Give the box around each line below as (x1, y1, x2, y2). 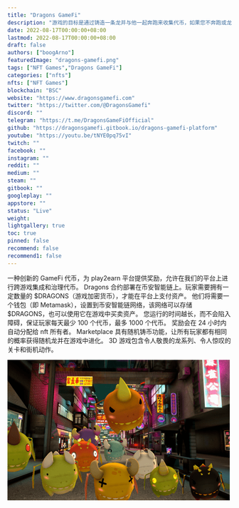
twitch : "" (7, 139, 40, 146)
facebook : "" (7, 147, 46, 154)
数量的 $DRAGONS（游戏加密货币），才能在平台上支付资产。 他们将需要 (13, 291, 223, 300)
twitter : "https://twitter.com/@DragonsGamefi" (7, 102, 152, 109)
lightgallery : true (7, 222, 65, 230)
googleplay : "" (7, 192, 53, 199)
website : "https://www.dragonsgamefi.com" (7, 94, 135, 101)
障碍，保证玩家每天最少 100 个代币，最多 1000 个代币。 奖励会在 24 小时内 (7, 318, 227, 327)
